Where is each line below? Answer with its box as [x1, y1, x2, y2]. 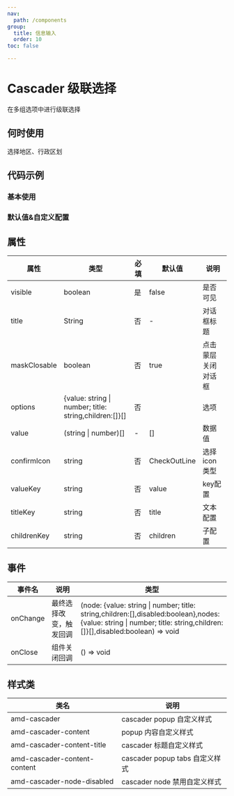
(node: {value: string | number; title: [80, 600, 196, 610]
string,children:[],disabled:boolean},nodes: [80, 609, 220, 619]
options [10, 401, 36, 411]
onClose [10, 647, 38, 657]
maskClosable [10, 360, 57, 369]
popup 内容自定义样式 [121, 728, 194, 738]
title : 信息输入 [13, 29, 57, 37]
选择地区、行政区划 [7, 147, 63, 155]
